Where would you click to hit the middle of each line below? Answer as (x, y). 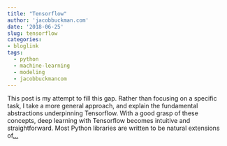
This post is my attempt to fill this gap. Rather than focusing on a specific (112, 98)
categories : (24, 40)
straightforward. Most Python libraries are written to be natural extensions (113, 128)
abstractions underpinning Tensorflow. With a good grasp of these (103, 113)
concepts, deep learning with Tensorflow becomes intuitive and (99, 121)
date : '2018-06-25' (36, 27)
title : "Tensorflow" (37, 14)
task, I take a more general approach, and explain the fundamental (103, 106)
